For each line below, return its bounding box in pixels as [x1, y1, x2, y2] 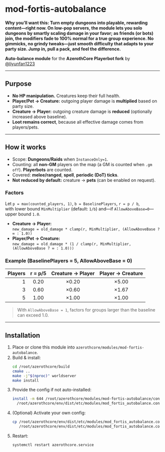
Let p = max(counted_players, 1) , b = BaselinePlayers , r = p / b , [5, 201, 140, 207]
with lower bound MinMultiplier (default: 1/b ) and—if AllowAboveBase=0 [5, 206, 150, 211]
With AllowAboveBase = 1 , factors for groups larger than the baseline [17, 307, 156, 313]
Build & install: [12, 354, 41, 360]
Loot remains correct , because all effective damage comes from [12, 119, 144, 125]
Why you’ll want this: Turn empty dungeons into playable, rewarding [5, 20, 148, 26]
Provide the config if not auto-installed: [12, 387, 92, 393]
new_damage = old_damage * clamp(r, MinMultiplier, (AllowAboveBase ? [12, 227, 160, 232]
